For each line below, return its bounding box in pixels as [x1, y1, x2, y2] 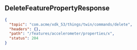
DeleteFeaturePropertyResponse [4, 4, 110, 12]
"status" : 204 [9, 36, 38, 41]
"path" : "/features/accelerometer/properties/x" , [9, 31, 114, 36]
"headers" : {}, [9, 26, 41, 31]
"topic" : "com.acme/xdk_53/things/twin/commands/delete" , [9, 22, 133, 27]
